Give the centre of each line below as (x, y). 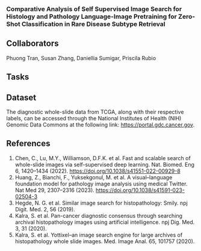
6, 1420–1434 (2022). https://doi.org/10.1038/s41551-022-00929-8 (97, 171)
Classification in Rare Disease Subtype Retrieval (93, 24)
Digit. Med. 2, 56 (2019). (45, 209)
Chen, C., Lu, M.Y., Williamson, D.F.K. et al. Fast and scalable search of (103, 158)
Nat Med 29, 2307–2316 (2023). (54, 190)
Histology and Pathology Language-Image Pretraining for (92, 16)
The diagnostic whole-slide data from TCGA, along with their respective (95, 112)
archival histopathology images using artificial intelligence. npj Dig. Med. (105, 222)
